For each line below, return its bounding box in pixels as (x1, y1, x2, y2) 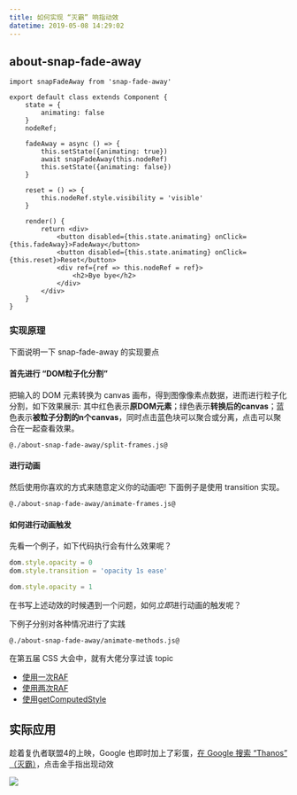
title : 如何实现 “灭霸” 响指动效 (9, 12, 119, 22)
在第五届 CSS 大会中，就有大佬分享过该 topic (9, 652, 174, 663)
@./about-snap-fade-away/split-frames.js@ (9, 440, 168, 449)
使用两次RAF (21, 682, 69, 693)
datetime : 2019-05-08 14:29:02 (9, 21, 125, 30)
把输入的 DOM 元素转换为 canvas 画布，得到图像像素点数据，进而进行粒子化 (9, 389, 287, 400)
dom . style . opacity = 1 (9, 582, 93, 591)
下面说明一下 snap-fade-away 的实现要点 (9, 347, 160, 357)
